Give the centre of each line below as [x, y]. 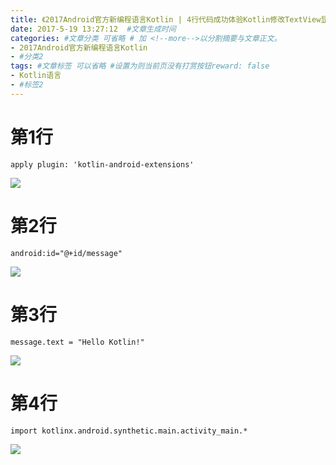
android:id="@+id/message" [66, 253]
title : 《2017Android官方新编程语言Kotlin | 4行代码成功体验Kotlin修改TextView [166, 19]
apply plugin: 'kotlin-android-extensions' [102, 164]
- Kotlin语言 [36, 76]
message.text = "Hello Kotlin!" [77, 342]
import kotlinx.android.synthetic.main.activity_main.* [129, 431]
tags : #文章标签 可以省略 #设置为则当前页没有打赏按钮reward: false [140, 66]
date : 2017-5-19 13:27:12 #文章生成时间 [93, 29]
